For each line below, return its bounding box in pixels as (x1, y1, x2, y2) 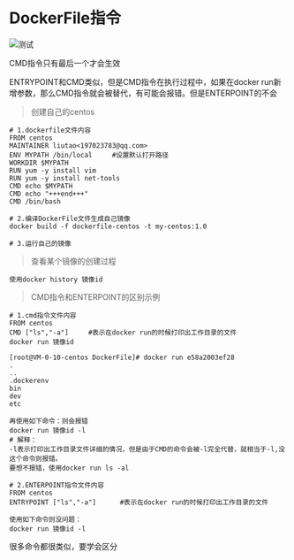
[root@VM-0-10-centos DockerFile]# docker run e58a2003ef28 (9, 353, 236, 362)
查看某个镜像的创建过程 (30, 256, 117, 266)
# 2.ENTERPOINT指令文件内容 (9, 480, 104, 489)
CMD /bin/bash (9, 196, 62, 206)
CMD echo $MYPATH (9, 181, 73, 190)
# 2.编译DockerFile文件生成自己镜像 (9, 214, 131, 223)
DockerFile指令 (9, 8, 122, 28)
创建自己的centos (30, 106, 95, 117)
